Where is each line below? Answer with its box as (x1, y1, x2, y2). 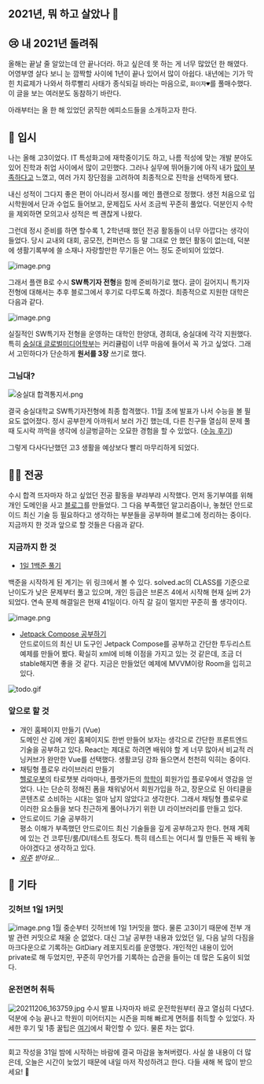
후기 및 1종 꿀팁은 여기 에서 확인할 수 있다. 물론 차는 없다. (22, 1023, 195, 1033)
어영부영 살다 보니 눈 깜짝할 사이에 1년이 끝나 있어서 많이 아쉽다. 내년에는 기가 (8, 69, 246, 79)
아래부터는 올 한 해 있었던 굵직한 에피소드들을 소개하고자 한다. (8, 105, 197, 115)
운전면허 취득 (8, 984, 55, 995)
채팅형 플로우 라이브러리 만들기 (19, 764, 115, 774)
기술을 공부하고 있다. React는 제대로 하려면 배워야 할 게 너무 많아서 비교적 (19, 745, 246, 754)
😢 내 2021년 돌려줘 (8, 36, 99, 50)
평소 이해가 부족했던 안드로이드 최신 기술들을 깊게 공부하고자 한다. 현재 (19, 823, 236, 833)
